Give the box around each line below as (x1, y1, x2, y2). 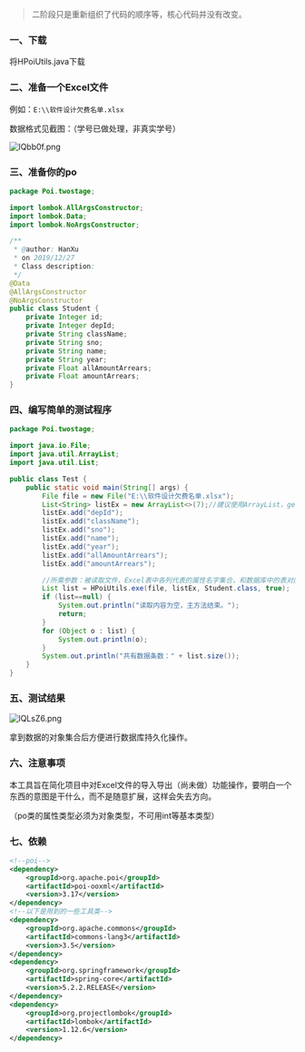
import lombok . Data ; (9, 211, 88, 221)
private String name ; (25, 346, 107, 356)
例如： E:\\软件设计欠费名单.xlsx (9, 104, 124, 115)
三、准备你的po (9, 166, 77, 178)
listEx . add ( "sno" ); (42, 525, 116, 535)
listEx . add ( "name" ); (42, 534, 120, 543)
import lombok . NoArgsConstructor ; (9, 220, 141, 229)
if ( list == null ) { (42, 592, 112, 602)
